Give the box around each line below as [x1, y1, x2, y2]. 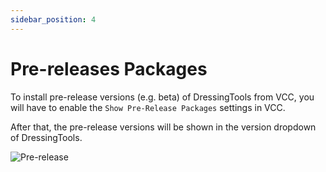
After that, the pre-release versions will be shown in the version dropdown [10, 121, 317, 133]
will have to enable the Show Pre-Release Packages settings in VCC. [10, 101, 286, 113]
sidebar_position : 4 [10, 14, 97, 25]
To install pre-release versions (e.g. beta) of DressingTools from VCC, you [10, 91, 315, 103]
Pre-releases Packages [10, 57, 208, 80]
